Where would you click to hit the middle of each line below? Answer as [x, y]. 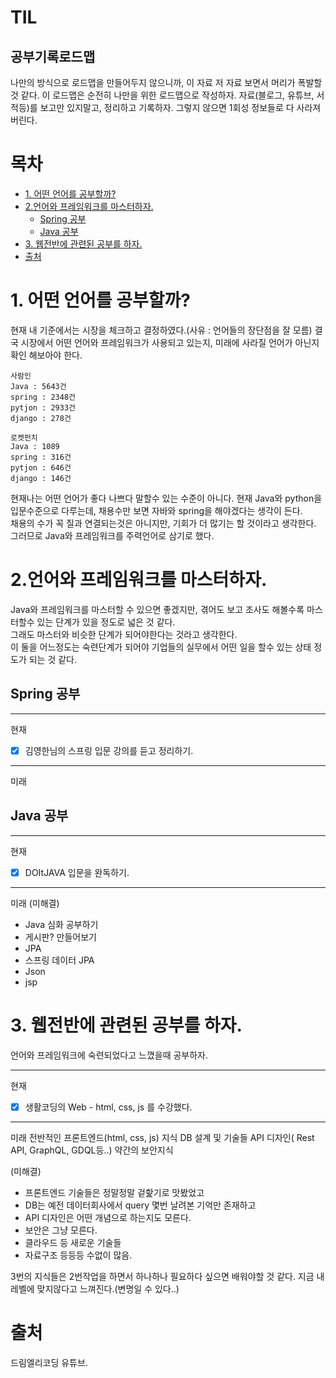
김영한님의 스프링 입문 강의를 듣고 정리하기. [109, 750]
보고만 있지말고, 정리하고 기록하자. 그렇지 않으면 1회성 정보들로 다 [167, 107]
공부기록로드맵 [53, 56]
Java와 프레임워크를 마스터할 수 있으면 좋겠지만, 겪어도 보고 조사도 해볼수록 [157, 609]
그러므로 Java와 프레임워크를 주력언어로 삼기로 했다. [112, 535]
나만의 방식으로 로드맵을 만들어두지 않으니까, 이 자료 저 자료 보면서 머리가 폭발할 [166, 82]
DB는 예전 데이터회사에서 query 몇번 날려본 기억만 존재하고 [140, 1205]
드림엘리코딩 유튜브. [49, 1362]
